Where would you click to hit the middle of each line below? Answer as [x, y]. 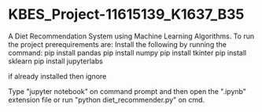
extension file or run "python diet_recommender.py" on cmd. [107, 99]
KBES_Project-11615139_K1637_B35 [126, 14]
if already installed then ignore [57, 76]
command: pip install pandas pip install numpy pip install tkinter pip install [127, 52]
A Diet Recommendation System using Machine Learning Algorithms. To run [131, 36]
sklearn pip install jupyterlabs [56, 61]
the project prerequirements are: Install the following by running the [117, 44]
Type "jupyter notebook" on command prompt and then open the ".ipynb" [127, 91]
